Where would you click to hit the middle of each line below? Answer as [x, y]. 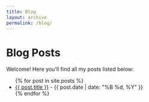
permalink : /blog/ [29, 23]
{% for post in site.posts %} [49, 81]
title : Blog [21, 12]
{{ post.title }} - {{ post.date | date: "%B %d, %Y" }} [79, 87]
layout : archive [26, 17]
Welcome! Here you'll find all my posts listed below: [70, 69]
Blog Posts [34, 52]
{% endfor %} [32, 94]
